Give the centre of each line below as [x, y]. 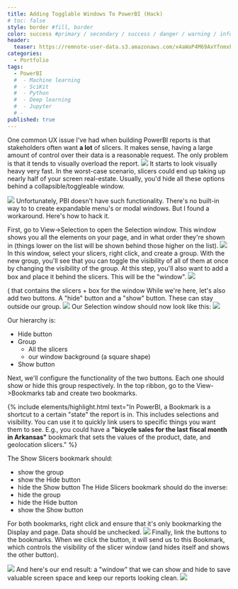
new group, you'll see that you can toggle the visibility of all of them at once [118, 261]
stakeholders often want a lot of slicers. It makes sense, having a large [110, 147]
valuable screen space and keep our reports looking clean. [93, 578]
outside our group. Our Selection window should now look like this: [109, 306]
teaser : [25, 47]
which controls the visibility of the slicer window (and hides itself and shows [119, 547]
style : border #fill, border [50, 27]
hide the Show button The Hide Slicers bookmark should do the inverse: [123, 487]
